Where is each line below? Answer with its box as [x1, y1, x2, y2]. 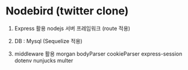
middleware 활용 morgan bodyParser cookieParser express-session [14, 50, 183, 57]
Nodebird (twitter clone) [5, 4, 129, 18]
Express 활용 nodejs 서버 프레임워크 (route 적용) [14, 25, 131, 32]
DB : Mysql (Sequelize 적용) [14, 37, 83, 44]
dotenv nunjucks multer [14, 57, 74, 64]
